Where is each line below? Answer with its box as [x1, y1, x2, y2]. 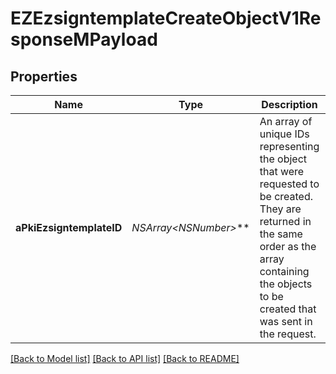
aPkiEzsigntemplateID [15, 221, 123, 234]
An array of [259, 115, 313, 128]
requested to [259, 177, 320, 191]
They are [259, 202, 302, 216]
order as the [259, 240, 317, 253]
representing [259, 140, 320, 153]
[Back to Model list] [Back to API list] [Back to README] [10, 353, 240, 364]
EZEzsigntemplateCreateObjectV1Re [10, 7, 322, 30]
